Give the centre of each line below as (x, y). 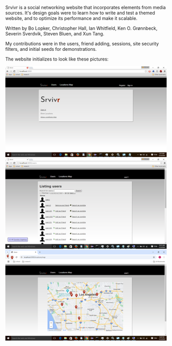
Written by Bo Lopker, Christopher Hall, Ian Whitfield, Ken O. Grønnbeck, (81, 28)
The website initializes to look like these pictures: (57, 59)
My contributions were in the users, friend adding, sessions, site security (82, 44)
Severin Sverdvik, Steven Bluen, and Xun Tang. (55, 34)
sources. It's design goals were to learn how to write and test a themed (80, 13)
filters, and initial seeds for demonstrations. (51, 49)
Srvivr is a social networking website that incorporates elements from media (86, 7)
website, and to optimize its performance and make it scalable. (71, 18)
